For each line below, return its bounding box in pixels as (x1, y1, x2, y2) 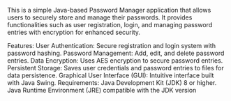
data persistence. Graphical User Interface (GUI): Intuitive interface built (7, 71, 214, 79)
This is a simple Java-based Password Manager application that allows (7, 6, 211, 14)
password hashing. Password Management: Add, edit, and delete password (7, 49, 225, 57)
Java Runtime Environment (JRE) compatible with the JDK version (7, 86, 197, 94)
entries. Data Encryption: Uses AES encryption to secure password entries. (7, 56, 223, 65)
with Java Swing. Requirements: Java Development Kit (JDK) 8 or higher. (7, 79, 217, 86)
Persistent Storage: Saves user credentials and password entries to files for (7, 64, 225, 72)
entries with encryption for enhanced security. (7, 28, 141, 36)
